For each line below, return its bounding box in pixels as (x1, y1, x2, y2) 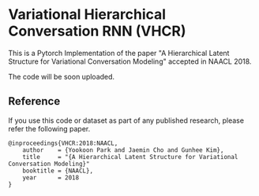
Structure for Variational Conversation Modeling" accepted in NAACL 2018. (8, 57, 252, 66)
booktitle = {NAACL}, (22, 167, 93, 175)
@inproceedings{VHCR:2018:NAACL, (8, 139, 118, 147)
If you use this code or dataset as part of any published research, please (8, 116, 245, 125)
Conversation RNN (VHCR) (8, 22, 186, 40)
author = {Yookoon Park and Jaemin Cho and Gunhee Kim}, (22, 146, 224, 154)
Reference (8, 94, 61, 108)
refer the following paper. (8, 124, 91, 133)
